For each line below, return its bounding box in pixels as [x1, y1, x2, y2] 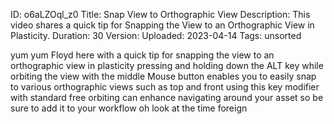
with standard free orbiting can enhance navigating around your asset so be [10, 92, 324, 103]
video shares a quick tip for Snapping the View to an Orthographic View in [10, 19, 315, 31]
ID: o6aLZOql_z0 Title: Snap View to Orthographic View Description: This [10, 9, 311, 20]
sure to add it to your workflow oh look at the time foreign [10, 102, 248, 114]
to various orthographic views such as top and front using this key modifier [10, 81, 320, 93]
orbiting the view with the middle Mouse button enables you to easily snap [10, 70, 317, 82]
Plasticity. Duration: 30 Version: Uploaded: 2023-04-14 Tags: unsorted [10, 30, 302, 41]
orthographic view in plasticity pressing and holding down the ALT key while [10, 60, 324, 71]
